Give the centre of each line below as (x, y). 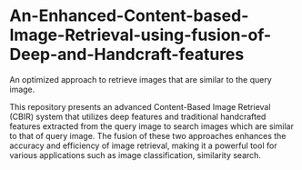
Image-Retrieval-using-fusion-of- (141, 35)
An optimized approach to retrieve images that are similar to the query (141, 79)
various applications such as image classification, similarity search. (136, 155)
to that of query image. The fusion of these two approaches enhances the (148, 135)
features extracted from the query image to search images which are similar (151, 126)
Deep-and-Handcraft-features (127, 55)
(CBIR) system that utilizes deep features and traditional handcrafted (138, 116)
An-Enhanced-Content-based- (129, 16)
